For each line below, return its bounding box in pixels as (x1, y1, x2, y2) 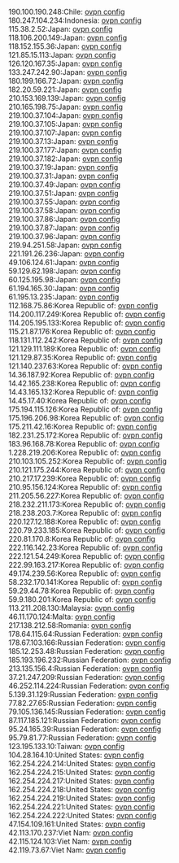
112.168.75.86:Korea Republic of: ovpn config (8, 301, 159, 310)
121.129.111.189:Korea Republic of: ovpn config (8, 344, 161, 353)
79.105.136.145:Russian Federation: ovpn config (8, 707, 167, 717)
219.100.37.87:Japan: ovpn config (8, 223, 120, 233)
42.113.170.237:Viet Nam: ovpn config (8, 828, 133, 837)
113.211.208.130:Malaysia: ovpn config (8, 604, 136, 612)
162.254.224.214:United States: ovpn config (8, 759, 156, 768)
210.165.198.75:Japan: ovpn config (8, 102, 124, 111)
